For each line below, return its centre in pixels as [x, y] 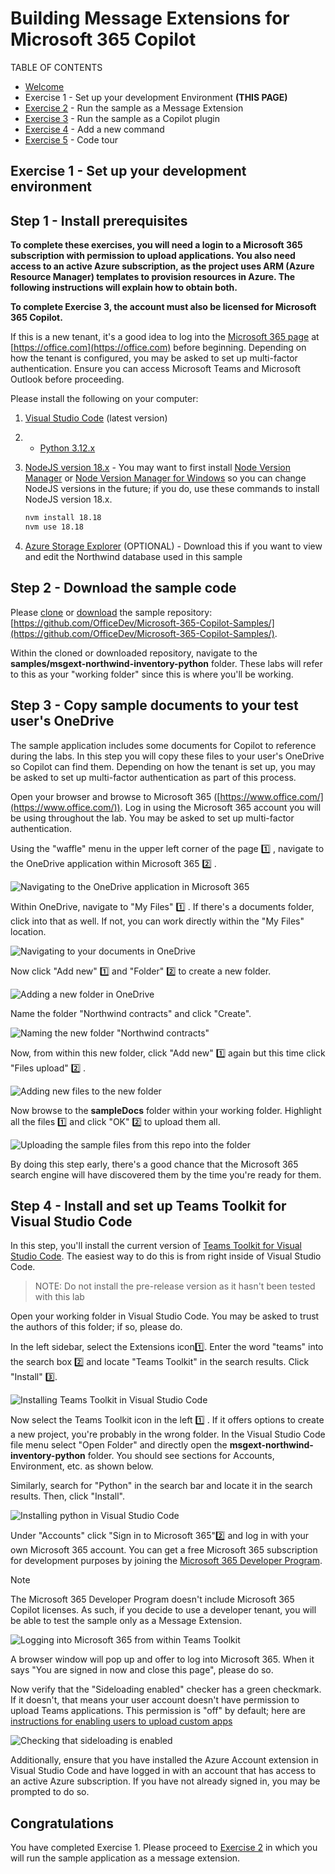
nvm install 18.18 [63, 518]
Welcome [44, 86]
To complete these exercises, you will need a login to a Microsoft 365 [156, 245]
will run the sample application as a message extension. [125, 1858]
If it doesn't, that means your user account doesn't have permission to [155, 1700]
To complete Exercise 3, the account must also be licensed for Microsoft [163, 307]
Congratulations [62, 1823]
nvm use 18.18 [54, 527]
